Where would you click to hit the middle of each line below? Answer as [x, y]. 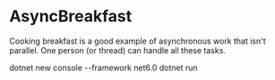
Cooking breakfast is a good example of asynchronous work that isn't [137, 41]
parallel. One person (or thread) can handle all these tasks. [118, 50]
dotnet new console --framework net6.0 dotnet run [104, 68]
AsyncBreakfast [71, 16]
